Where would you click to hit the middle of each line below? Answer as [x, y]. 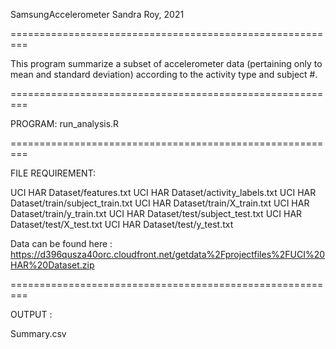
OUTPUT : [31, 314]
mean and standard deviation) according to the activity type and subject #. [164, 74]
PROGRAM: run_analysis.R [65, 123]
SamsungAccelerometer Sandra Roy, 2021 [97, 14]
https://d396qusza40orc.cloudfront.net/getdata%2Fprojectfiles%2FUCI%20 [168, 254]
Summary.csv [38, 333]
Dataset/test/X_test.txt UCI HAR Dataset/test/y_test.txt [122, 224]
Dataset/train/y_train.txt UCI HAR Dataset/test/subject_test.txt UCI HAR [156, 213]
